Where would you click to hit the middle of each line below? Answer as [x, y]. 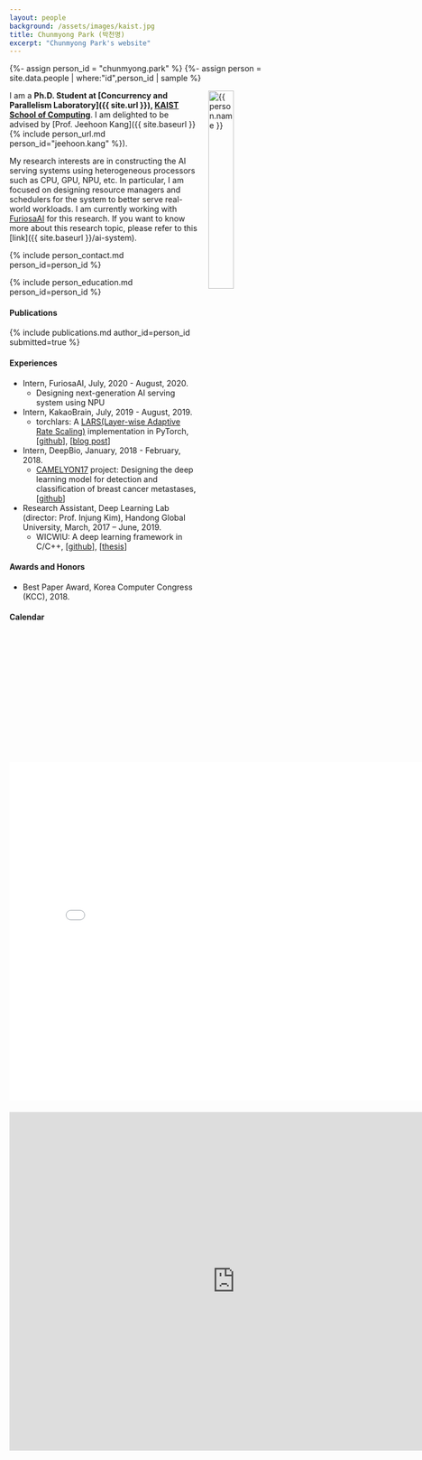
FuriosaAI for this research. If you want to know [97, 219]
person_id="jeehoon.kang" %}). [69, 144]
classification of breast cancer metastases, [116, 488]
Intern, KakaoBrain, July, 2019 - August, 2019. [107, 412]
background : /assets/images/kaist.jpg [82, 26]
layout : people [38, 18]
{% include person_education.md [71, 283]
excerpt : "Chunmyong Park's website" [80, 43]
